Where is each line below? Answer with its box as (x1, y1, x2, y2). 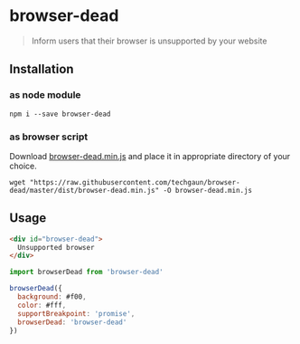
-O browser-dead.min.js (163, 186, 253, 195)
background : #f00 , (17, 292, 88, 301)
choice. (9, 160, 38, 171)
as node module (9, 89, 81, 101)
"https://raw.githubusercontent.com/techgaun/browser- (29, 177, 241, 186)
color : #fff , (17, 301, 67, 310)
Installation (9, 62, 74, 77)
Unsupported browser (17, 243, 95, 252)
